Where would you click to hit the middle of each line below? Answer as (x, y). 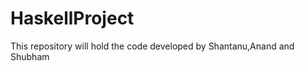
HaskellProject (72, 18)
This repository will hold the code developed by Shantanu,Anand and (152, 46)
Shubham (30, 56)
